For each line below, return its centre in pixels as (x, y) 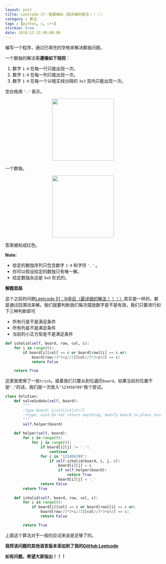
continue (58, 451)
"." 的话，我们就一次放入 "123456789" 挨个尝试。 (58, 387)
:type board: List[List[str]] (54, 410)
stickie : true (20, 28)
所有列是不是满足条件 (34, 328)
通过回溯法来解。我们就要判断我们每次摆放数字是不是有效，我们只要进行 (83, 305)
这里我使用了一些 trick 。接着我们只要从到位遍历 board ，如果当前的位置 (77, 381)
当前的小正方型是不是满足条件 (42, 334)
